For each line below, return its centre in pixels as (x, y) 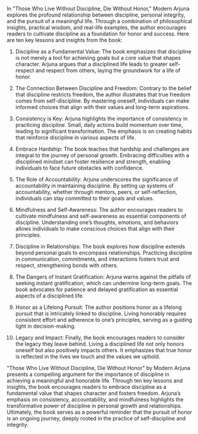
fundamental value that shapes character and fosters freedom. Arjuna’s (94, 393)
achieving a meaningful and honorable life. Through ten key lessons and (95, 381)
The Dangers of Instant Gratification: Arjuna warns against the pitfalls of (103, 277)
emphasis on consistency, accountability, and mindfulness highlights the (95, 399)
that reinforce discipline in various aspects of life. (75, 138)
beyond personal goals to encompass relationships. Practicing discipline (103, 253)
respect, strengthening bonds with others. (67, 265)
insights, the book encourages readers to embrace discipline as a (87, 387)
